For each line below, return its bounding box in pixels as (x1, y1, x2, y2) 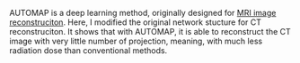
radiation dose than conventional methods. (9, 45, 168, 56)
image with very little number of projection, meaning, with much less (9, 35, 263, 46)
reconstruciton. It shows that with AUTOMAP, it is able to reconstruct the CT (9, 27, 292, 36)
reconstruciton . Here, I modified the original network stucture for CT (9, 17, 262, 28)
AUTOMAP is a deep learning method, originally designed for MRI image (9, 8, 277, 18)
